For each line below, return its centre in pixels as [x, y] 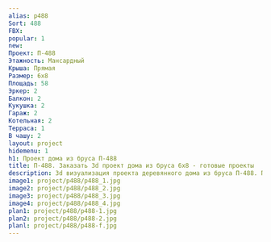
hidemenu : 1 [28, 151]
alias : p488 [28, 16]
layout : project [35, 143]
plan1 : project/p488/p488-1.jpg [63, 211]
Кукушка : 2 [27, 106]
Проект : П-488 [32, 53]
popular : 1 [27, 38]
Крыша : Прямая [32, 69]
